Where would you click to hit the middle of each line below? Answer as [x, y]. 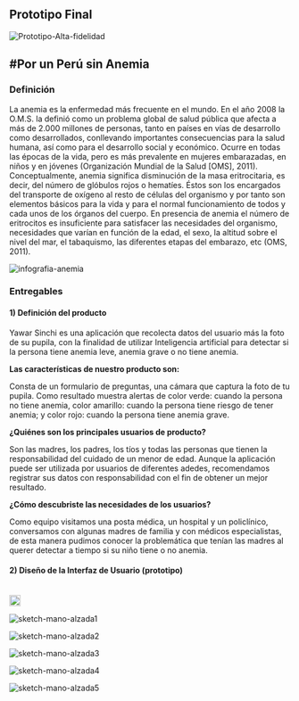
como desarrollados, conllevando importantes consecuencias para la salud [147, 137]
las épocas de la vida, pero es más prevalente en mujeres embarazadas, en [148, 156]
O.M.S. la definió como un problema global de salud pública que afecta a [143, 119]
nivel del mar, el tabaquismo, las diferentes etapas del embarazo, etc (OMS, [148, 242]
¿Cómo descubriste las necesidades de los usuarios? [110, 504]
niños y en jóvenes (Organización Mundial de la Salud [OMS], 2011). [134, 166]
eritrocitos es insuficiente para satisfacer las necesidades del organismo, [144, 223]
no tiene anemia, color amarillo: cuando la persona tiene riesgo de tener [141, 405]
